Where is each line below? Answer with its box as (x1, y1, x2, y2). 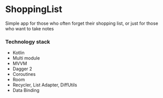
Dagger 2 (12, 66, 32, 72)
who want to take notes (5, 25, 54, 31)
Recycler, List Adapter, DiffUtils (12, 82, 77, 88)
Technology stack (5, 38, 50, 45)
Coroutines (12, 71, 36, 77)
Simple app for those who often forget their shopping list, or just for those (5, 20, 158, 26)
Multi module (12, 55, 40, 61)
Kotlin (12, 50, 25, 56)
